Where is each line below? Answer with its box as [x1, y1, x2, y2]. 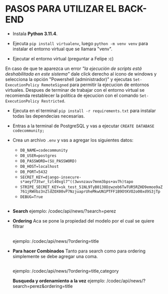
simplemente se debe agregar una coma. [12, 253, 98, 259]
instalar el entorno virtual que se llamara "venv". [12, 46, 113, 52]
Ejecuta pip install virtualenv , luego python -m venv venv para [12, 40, 148, 46]
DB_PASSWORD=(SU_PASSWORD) [20, 158, 77, 164]
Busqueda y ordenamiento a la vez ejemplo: [12, 278, 106, 284]
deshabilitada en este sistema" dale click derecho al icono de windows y [5, 70, 157, 77]
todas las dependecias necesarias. [12, 113, 85, 119]
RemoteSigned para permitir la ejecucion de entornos [41, 82, 149, 88]
